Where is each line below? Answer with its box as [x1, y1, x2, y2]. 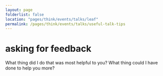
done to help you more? [5, 65, 55, 71]
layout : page [5, 7, 33, 13]
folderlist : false [5, 12, 44, 17]
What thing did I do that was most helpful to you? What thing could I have [5, 60, 158, 66]
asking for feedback [5, 43, 92, 54]
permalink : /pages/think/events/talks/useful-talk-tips [5, 21, 126, 27]
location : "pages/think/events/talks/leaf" [5, 17, 99, 22]
